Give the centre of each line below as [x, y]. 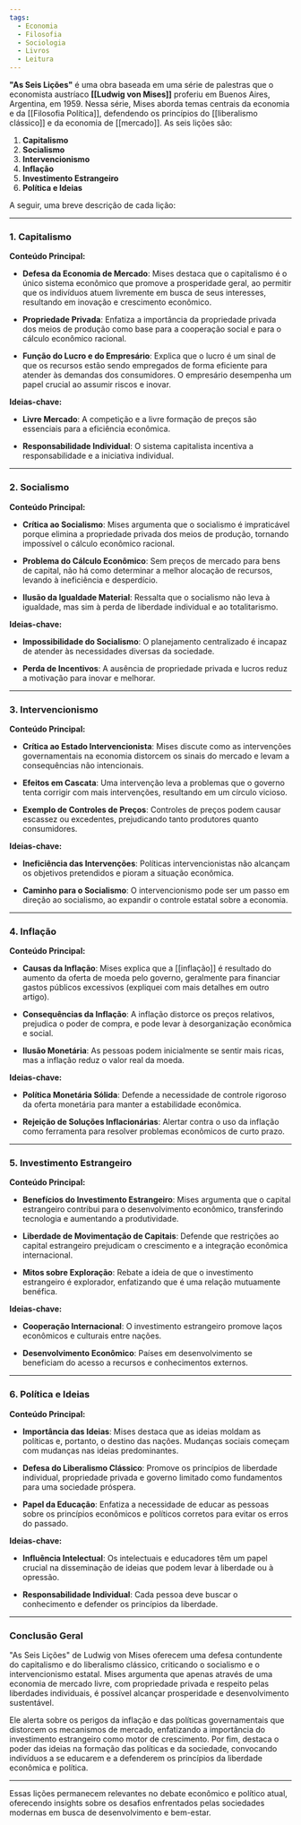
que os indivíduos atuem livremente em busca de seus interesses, [144, 293]
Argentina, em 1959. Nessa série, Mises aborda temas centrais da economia [150, 104]
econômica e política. [49, 1768]
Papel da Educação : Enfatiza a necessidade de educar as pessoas [146, 1504]
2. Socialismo [39, 488]
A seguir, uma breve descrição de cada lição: [93, 205]
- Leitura [35, 59]
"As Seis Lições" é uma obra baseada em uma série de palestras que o [142, 85]
